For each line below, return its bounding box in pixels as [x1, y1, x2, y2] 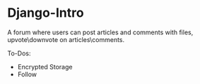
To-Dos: [7, 49, 31, 57]
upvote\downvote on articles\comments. [7, 35, 125, 43]
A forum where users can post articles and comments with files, [7, 28, 194, 36]
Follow [17, 70, 37, 78]
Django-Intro [7, 5, 84, 21]
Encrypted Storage [17, 62, 73, 71]
